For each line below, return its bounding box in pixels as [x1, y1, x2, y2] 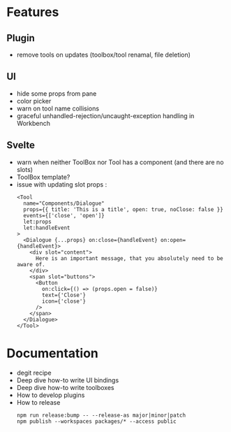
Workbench [16, 119, 50, 127]
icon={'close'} [42, 298, 87, 305]
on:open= [161, 236, 186, 243]
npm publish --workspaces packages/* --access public [16, 417, 177, 425]
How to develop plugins [16, 391, 85, 399]
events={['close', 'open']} [23, 212, 105, 219]
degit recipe [16, 368, 52, 377]
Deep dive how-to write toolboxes [16, 383, 114, 391]
